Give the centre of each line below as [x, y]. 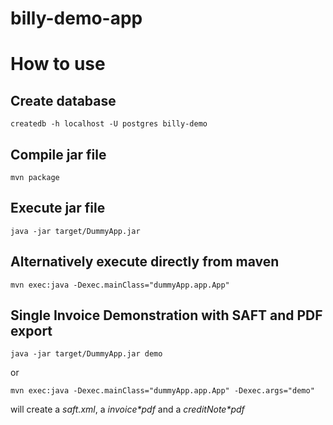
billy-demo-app [76, 18]
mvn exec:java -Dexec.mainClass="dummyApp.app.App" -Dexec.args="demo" [162, 391]
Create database [63, 100]
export [31, 331]
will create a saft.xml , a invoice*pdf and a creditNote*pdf [127, 409]
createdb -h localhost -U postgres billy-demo [109, 124]
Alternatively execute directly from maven [145, 262]
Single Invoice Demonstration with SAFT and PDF [166, 315]
